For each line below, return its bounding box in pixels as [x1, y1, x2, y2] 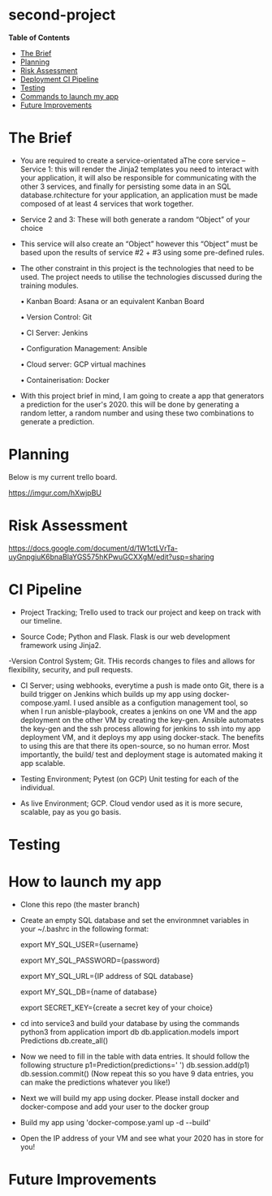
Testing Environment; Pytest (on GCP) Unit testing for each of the [19, 774, 240, 784]
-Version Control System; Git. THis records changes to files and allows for [8, 656, 256, 666]
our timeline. [19, 615, 63, 625]
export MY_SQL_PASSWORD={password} [19, 955, 161, 965]
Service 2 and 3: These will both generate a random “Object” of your [19, 214, 250, 224]
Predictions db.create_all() [19, 1035, 109, 1046]
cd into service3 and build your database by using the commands [19, 1018, 240, 1028]
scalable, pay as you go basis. [19, 807, 122, 816]
